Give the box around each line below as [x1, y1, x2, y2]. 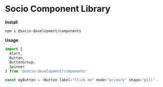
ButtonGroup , [9, 60, 36, 65]
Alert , [9, 51, 23, 56]
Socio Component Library [5, 3, 111, 14]
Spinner [9, 64, 25, 69]
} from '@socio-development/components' [5, 69, 88, 74]
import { [5, 47, 23, 51]
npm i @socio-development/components [5, 28, 81, 33]
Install [5, 19, 18, 25]
